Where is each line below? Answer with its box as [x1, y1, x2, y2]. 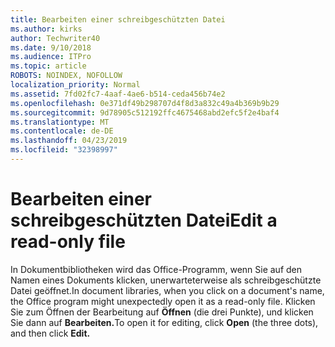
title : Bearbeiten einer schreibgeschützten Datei [10, 14, 226, 25]
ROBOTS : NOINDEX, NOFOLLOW [10, 71, 123, 81]
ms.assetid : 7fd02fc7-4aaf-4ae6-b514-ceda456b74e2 [10, 89, 226, 99]
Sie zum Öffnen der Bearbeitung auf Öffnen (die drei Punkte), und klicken [10, 306, 314, 318]
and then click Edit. [10, 327, 91, 339]
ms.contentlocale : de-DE [10, 126, 114, 136]
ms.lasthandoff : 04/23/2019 [10, 136, 128, 146]
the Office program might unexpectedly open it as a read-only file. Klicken [10, 295, 316, 307]
